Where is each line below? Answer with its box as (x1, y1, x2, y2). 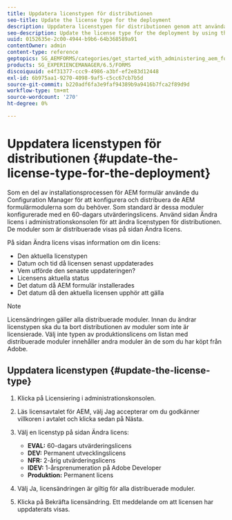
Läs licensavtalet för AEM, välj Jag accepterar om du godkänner (17, 407, 200, 416)
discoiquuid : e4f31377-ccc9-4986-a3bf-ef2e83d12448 (7, 68, 159, 75)
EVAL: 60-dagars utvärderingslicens (27, 441, 133, 449)
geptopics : (7, 55, 39, 62)
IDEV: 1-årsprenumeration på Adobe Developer (27, 463, 162, 472)
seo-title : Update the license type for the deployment (7, 17, 171, 24)
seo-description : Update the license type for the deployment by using (7, 29, 217, 37)
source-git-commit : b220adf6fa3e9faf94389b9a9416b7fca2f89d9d (7, 81, 190, 88)
